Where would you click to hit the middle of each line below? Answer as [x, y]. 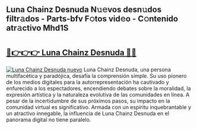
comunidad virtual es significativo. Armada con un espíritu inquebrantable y [99, 107]
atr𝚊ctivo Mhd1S [37, 28]
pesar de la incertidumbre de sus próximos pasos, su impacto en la [88, 101]
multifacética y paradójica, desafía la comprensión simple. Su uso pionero [96, 76]
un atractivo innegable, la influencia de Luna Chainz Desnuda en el [88, 113]
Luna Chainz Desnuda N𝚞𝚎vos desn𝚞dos [84, 10]
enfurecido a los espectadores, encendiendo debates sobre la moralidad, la [99, 88]
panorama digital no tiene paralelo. [49, 120]
